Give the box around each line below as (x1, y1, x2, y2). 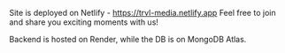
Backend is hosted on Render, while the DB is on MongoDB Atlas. (9, 34, 247, 44)
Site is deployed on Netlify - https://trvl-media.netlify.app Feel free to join (9, 8, 276, 18)
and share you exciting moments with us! (9, 17, 159, 27)
